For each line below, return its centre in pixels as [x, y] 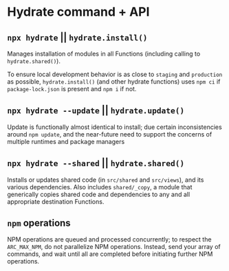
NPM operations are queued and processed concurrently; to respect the [109, 239]
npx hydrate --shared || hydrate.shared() [96, 163]
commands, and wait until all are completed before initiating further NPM [110, 254]
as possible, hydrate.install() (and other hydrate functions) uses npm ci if [114, 82]
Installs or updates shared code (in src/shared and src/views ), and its [106, 180]
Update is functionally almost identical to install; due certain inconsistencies [115, 127]
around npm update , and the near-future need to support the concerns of [110, 134]
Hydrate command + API [78, 12]
